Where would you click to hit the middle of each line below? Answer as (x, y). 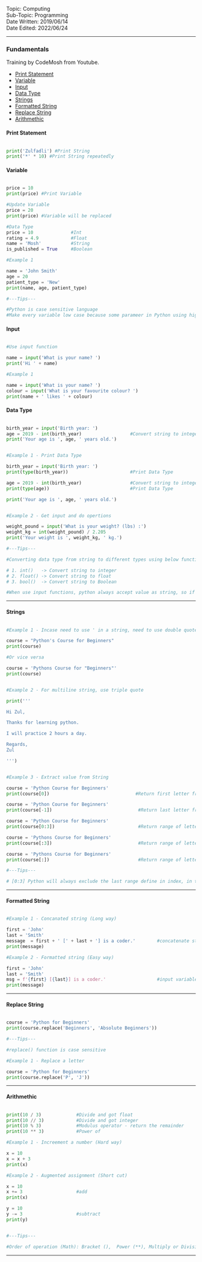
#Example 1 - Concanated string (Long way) (62, 919)
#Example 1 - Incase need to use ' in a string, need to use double (94, 630)
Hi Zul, (16, 712)
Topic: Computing (28, 9)
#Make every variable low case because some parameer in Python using (96, 315)
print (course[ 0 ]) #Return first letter (98, 794)
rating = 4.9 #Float (47, 238)
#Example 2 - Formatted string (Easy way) (60, 957)
